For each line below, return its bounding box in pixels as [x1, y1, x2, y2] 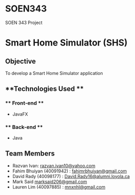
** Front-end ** [5, 99, 44, 106]
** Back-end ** [5, 123, 43, 130]
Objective [5, 57, 36, 65]
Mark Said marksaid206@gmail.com [12, 178, 87, 184]
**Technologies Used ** [5, 84, 84, 93]
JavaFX [12, 111, 28, 117]
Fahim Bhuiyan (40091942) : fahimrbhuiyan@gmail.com [12, 168, 127, 174]
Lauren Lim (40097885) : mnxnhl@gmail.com [12, 183, 106, 190]
